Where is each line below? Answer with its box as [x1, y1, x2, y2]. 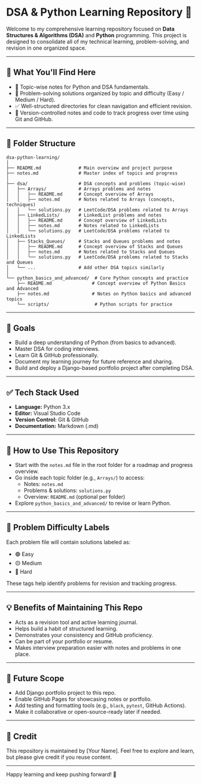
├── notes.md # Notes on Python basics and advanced [17, 291, 191, 297]
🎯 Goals [6, 323, 36, 333]
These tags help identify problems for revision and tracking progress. [6, 580, 177, 587]
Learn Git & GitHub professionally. [14, 352, 99, 359]
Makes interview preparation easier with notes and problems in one [14, 644, 181, 651]
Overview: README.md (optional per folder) [23, 493, 126, 500]
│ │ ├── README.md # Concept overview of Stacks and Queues [6, 243, 184, 249]
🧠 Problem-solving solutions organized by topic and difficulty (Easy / [14, 89, 184, 97]
